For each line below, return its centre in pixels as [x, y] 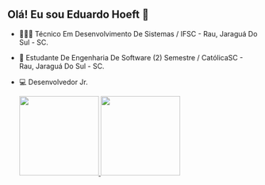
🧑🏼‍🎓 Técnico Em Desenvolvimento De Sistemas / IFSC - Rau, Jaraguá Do [138, 33]
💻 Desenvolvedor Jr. [53, 82]
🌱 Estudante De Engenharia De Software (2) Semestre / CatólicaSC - [131, 57]
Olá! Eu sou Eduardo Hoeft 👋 [79, 15]
